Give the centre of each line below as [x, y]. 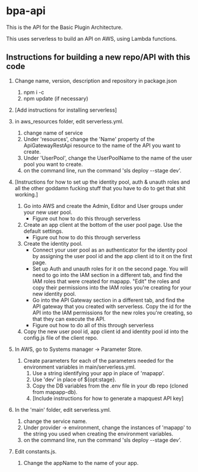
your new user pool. [48, 212]
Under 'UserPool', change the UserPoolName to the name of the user [108, 158]
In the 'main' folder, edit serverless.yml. [63, 409]
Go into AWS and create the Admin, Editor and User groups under [103, 206]
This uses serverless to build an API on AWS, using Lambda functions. [92, 38]
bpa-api [26, 11]
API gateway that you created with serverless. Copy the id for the [112, 306]
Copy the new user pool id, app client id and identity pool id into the [106, 331]
